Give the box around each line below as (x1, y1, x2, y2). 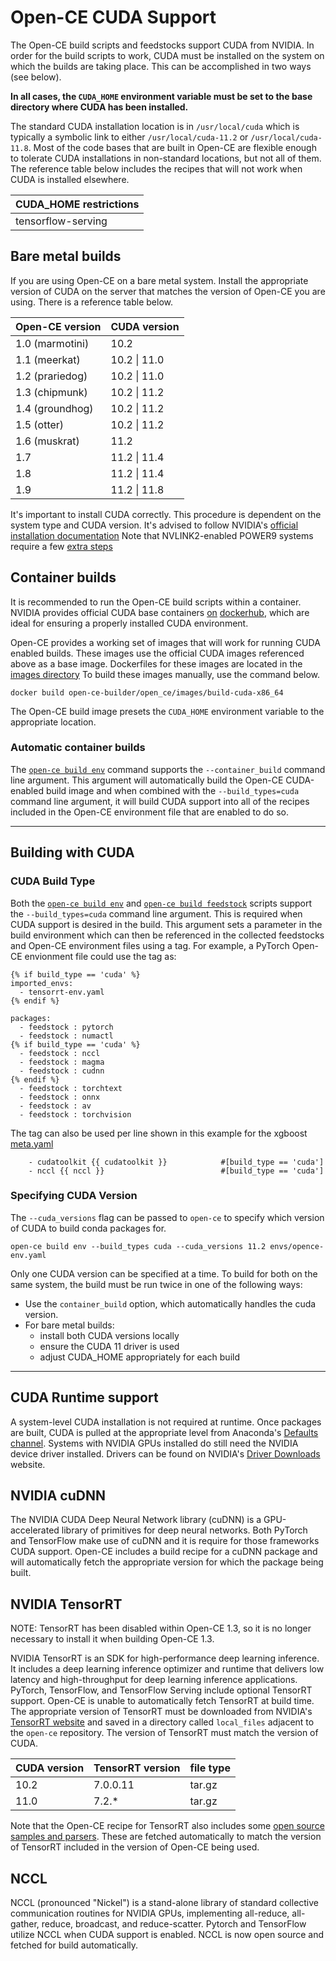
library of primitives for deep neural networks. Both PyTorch (61, 1524, 308, 1536)
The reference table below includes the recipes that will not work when (10, 162, 303, 175)
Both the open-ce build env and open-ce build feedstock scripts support (10, 897, 313, 909)
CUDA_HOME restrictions (15, 197, 140, 211)
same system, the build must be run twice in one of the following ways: (10, 1278, 303, 1290)
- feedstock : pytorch (19, 1022, 114, 1032)
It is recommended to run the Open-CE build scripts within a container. (10, 596, 302, 608)
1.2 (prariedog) (15, 369, 88, 383)
